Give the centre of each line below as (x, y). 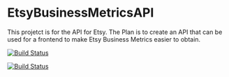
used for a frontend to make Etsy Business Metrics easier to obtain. (104, 39)
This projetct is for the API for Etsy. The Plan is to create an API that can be (115, 32)
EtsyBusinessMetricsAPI (81, 13)
